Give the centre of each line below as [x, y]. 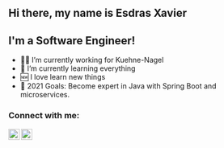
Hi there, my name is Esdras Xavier [98, 13]
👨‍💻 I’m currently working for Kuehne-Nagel [92, 60]
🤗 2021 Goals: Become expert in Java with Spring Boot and [118, 86]
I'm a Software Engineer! [72, 41]
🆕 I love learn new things [63, 77]
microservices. [45, 95]
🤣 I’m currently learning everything [78, 68]
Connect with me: [44, 116]
